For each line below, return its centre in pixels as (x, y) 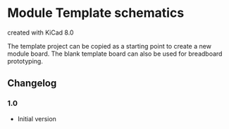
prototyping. (25, 61)
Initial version (37, 118)
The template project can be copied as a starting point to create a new (109, 46)
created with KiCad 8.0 (41, 32)
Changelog (32, 84)
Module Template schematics (96, 13)
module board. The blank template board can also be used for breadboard (115, 54)
